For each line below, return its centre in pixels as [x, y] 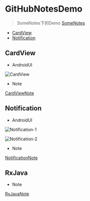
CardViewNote [20, 93]
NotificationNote [21, 158]
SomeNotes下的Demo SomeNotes [51, 23]
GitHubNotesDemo [44, 9]
